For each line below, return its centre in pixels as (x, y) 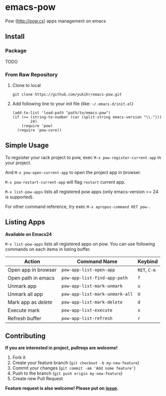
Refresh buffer (24, 318)
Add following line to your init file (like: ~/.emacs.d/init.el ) (73, 103)
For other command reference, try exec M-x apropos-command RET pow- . (78, 206)
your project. (18, 163)
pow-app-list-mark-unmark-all (97, 294)
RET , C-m (147, 270)
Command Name (97, 261)
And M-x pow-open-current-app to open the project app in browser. (73, 172)
